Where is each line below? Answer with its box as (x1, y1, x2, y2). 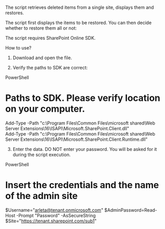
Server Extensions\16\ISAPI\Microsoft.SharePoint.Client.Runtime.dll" (5, 136, 148, 142)
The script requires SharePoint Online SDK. (5, 35, 96, 41)
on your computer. (5, 103, 86, 115)
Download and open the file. (12, 55, 72, 61)
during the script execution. (12, 151, 71, 158)
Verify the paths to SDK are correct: (12, 65, 88, 70)
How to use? (5, 45, 32, 50)
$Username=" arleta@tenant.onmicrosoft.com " (5, 207, 103, 213)
